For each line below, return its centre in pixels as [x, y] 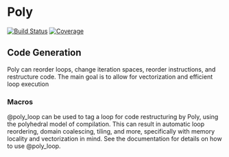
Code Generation [44, 53]
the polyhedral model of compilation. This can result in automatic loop [106, 124]
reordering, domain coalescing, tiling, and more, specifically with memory [111, 132]
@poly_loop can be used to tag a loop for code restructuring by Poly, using [113, 117]
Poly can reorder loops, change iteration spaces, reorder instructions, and [111, 69]
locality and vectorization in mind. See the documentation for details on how [114, 139]
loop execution [28, 84]
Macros [20, 102]
